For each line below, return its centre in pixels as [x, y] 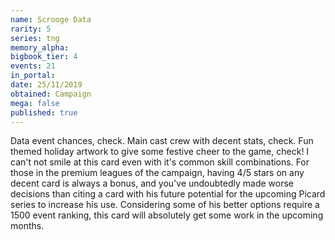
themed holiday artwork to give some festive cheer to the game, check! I [160, 152]
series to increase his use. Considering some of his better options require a [165, 205]
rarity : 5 [31, 29]
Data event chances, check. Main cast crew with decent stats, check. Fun [162, 141]
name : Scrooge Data [51, 19]
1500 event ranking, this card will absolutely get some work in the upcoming [167, 215]
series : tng [35, 38]
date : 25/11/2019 [46, 85]
